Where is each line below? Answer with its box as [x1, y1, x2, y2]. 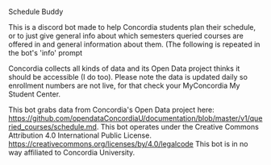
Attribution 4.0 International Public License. [8, 130, 152, 140]
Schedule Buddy [8, 7, 64, 16]
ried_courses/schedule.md [8, 122, 97, 131]
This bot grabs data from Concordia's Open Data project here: [8, 105, 215, 114]
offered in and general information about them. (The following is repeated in [8, 39, 261, 49]
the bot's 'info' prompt [8, 48, 83, 57]
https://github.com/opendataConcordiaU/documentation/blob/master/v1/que [8, 113, 263, 123]
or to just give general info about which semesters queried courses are [8, 31, 244, 40]
